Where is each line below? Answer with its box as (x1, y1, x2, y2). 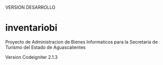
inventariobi (5, 22, 58, 34)
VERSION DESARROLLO (5, 5, 56, 10)
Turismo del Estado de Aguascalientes (5, 44, 86, 50)
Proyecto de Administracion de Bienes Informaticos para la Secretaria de (5, 39, 158, 45)
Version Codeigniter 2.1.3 (5, 54, 58, 60)
